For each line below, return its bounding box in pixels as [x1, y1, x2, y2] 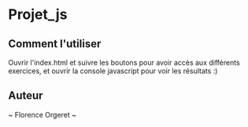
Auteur [8, 89, 43, 103]
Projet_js [8, 6, 68, 24]
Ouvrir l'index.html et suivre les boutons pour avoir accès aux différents [8, 58, 240, 67]
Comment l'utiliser [8, 37, 102, 50]
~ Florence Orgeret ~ [8, 110, 77, 119]
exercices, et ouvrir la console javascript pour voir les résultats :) [8, 66, 218, 76]
